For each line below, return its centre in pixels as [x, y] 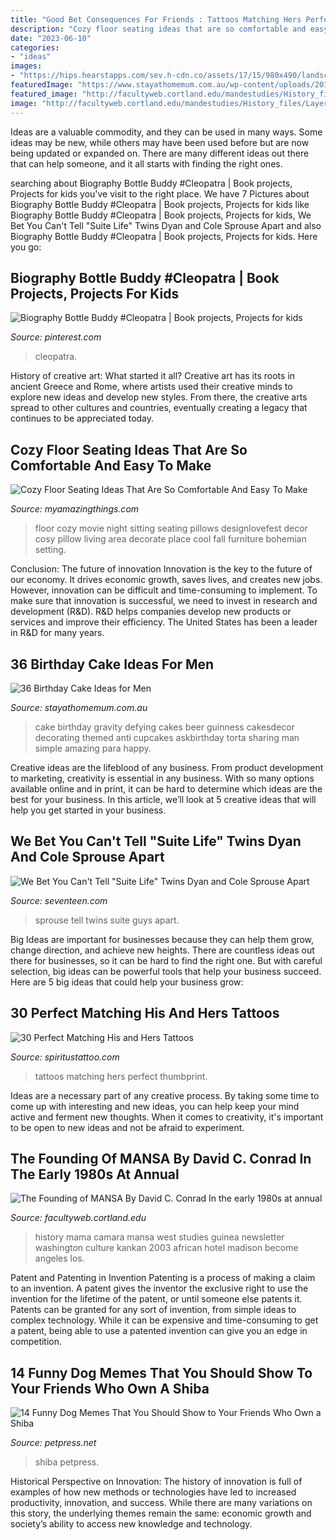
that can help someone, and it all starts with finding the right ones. [146, 163]
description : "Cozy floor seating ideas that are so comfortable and [158, 29]
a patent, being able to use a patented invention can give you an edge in [159, 1331]
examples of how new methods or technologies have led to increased [153, 1492]
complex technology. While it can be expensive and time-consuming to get [164, 1320]
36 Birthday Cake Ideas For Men [112, 664]
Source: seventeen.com [59, 900]
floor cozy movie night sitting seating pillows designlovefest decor [171, 528]
